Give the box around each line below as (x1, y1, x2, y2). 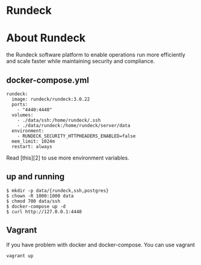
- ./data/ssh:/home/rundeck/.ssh (17, 117, 101, 123)
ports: (11, 101, 28, 107)
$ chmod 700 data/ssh (6, 198, 61, 204)
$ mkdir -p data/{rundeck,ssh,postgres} (6, 187, 110, 193)
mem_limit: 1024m (11, 138, 55, 145)
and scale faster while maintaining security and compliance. (6, 58, 155, 65)
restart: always (11, 143, 52, 149)
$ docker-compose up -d (6, 203, 66, 210)
